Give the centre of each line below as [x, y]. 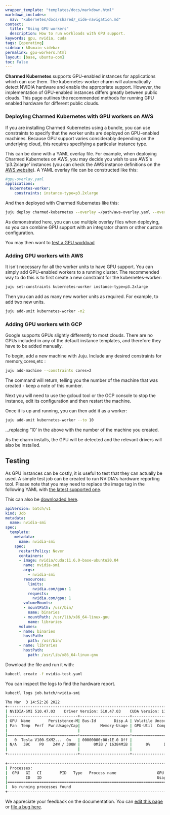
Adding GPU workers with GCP [44, 324]
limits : [36, 584]
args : [29, 570]
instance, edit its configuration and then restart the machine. [68, 401]
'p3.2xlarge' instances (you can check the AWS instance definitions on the [83, 164]
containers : [31, 556]
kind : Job [16, 513]
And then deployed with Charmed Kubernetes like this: [62, 203]
